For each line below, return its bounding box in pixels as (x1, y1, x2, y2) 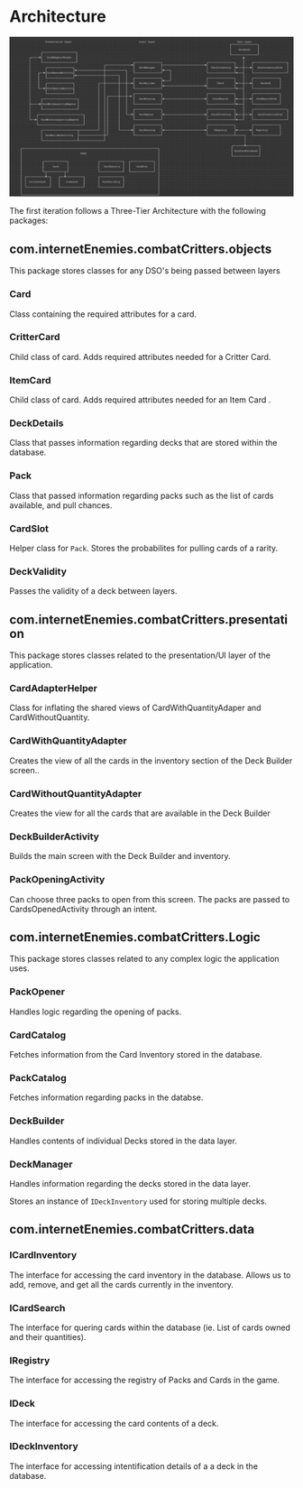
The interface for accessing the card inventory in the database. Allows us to (9, 1270, 291, 1280)
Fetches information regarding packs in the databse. (9, 1092, 204, 1103)
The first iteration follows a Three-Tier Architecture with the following (9, 206, 266, 217)
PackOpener (9, 985, 66, 998)
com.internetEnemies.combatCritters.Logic (9, 929, 262, 945)
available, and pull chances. (9, 499, 113, 511)
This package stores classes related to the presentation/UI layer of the (9, 650, 271, 661)
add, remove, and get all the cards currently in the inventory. (9, 1279, 234, 1289)
